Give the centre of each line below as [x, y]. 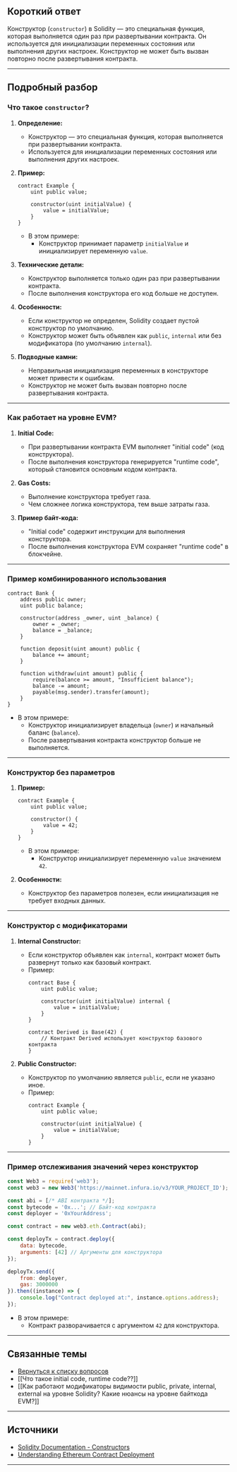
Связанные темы [47, 1354]
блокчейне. [45, 554]
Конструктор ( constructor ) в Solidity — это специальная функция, [106, 28]
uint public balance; [51, 606]
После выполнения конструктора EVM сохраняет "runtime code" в [128, 546]
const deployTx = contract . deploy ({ [61, 1239]
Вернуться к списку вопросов [63, 1371]
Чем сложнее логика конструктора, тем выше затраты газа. [119, 504]
